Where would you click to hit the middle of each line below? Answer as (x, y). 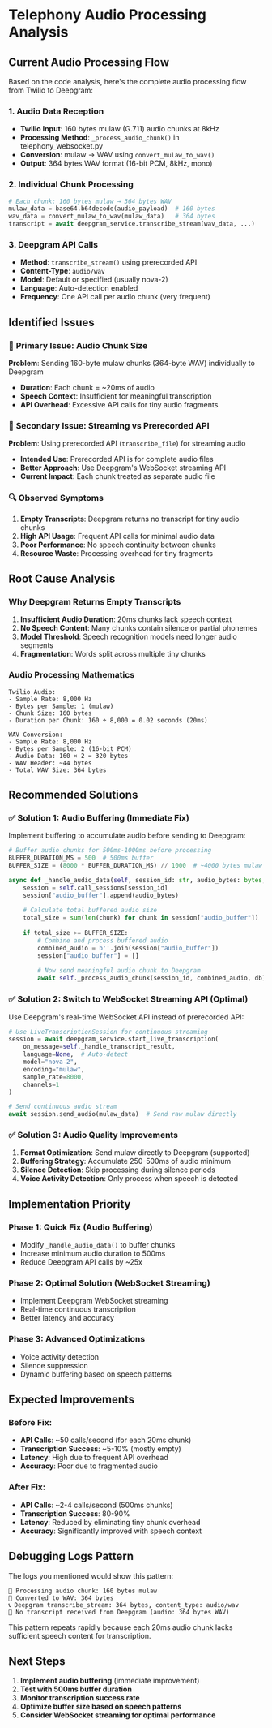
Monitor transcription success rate (80, 1698)
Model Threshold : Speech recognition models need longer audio (128, 637)
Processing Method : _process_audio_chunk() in (100, 138)
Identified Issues (51, 322)
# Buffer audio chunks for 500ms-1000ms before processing (110, 851)
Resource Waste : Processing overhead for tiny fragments (117, 553)
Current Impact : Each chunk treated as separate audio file (118, 476)
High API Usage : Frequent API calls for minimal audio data (117, 536)
